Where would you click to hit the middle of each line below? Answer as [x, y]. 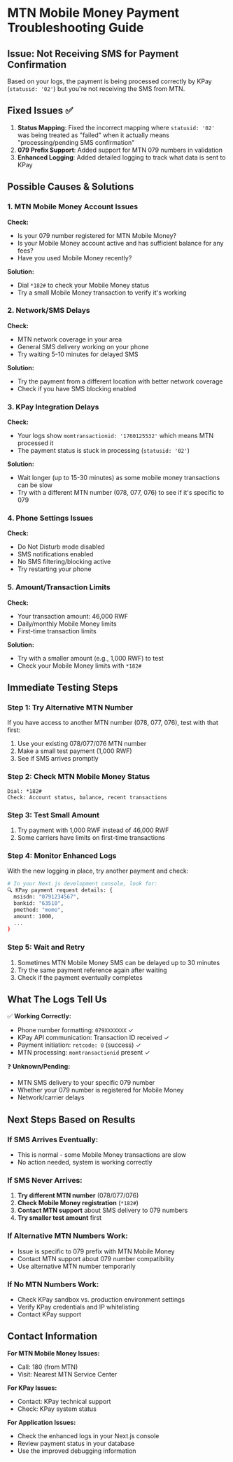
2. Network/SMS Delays [49, 311]
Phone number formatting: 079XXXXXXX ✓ [76, 1030]
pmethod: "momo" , [39, 910]
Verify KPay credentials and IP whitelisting [78, 1307]
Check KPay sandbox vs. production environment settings [101, 1299]
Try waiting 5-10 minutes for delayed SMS [78, 354]
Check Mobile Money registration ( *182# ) [78, 1203]
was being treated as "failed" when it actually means [93, 135]
